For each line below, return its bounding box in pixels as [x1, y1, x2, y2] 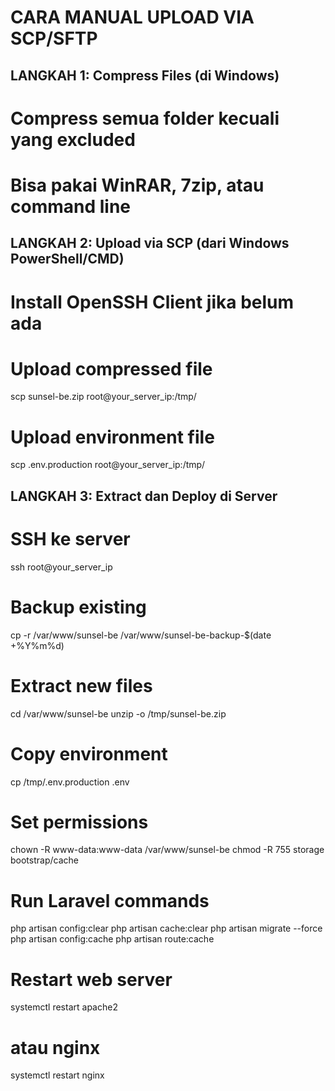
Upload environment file [10, 426, 215, 448]
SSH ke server [10, 527, 131, 550]
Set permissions [10, 811, 149, 833]
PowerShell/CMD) [10, 251, 125, 268]
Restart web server [10, 968, 173, 991]
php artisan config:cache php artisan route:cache [10, 933, 215, 945]
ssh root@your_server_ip [10, 561, 113, 573]
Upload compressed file [10, 357, 213, 380]
